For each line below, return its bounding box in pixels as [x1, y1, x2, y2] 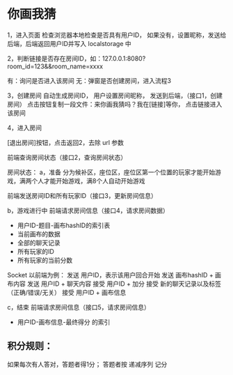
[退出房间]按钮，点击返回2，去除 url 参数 [7, 138, 124, 146]
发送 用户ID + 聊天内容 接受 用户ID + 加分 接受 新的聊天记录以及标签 [26, 280, 221, 288]
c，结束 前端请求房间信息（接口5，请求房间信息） [7, 303, 151, 311]
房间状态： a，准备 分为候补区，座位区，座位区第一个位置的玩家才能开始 [7, 168, 216, 176]
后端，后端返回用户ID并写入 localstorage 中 [7, 39, 132, 47]
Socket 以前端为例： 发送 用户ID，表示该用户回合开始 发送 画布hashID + [7, 270, 214, 279]
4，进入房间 [7, 123, 42, 132]
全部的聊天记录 [17, 238, 61, 247]
